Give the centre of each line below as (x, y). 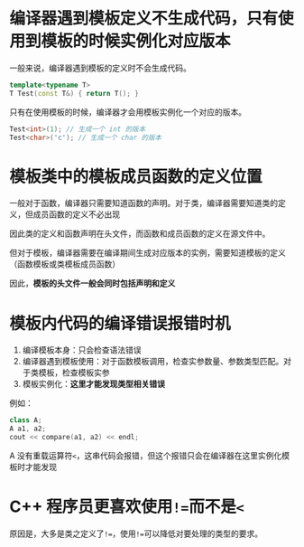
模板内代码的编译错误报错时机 (120, 323)
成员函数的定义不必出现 (76, 214)
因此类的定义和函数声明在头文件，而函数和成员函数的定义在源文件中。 (140, 234)
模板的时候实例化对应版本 (136, 41)
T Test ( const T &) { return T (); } (74, 93)
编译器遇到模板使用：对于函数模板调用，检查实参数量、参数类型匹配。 (153, 362)
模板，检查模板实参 (74, 373)
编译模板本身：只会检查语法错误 (82, 350)
